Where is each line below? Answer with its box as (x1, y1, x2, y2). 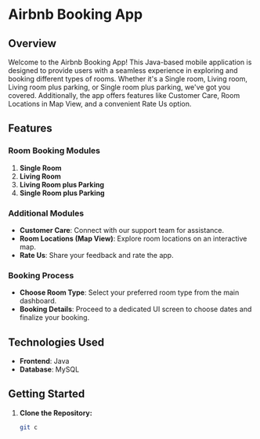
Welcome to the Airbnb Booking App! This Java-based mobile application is (8, 57, 252, 67)
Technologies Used (8, 336, 104, 349)
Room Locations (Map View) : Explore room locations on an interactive (19, 234, 247, 243)
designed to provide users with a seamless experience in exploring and (8, 66, 238, 75)
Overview (8, 37, 57, 50)
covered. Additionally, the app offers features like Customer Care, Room (8, 91, 240, 100)
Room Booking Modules (8, 145, 100, 156)
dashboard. (19, 296, 57, 306)
